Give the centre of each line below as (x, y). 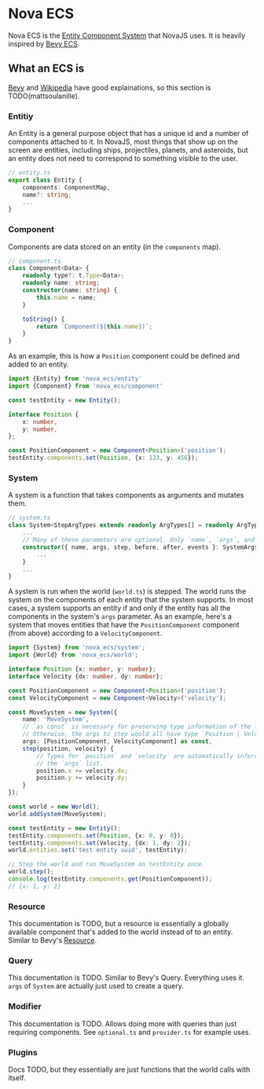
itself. (17, 1077)
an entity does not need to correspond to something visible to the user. (123, 159)
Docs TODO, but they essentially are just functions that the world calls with (129, 1069)
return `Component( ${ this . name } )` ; (95, 326)
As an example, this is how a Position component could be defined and (124, 356)
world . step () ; (31, 872)
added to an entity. (38, 364)
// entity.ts (29, 173)
